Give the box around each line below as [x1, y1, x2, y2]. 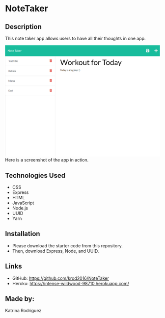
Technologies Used [5, 171, 65, 180]
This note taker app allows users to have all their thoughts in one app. [5, 35, 146, 41]
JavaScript [12, 200, 34, 206]
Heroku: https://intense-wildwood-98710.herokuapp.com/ [12, 280, 129, 286]
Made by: [5, 294, 34, 303]
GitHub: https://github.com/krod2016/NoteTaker [12, 275, 110, 281]
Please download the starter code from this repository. [12, 242, 123, 248]
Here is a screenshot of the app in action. [5, 157, 89, 163]
